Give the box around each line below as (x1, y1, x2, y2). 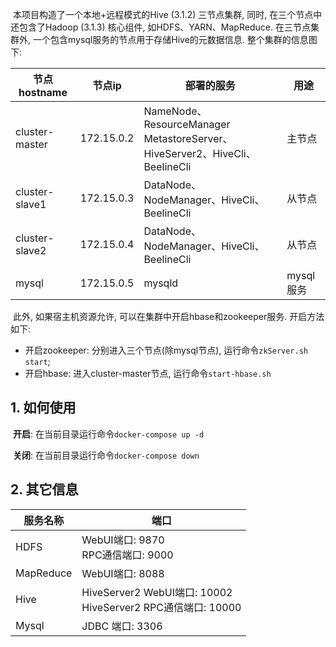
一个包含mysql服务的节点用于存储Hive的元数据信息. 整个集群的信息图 (32, 34, 318, 45)
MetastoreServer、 (143, 132, 233, 145)
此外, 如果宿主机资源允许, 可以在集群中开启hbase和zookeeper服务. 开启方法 (12, 311, 325, 322)
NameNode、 (143, 104, 208, 118)
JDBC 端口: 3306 (81, 619, 163, 633)
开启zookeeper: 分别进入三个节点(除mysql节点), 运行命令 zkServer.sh (24, 344, 308, 356)
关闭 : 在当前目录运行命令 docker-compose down (12, 449, 200, 461)
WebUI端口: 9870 (81, 533, 165, 547)
